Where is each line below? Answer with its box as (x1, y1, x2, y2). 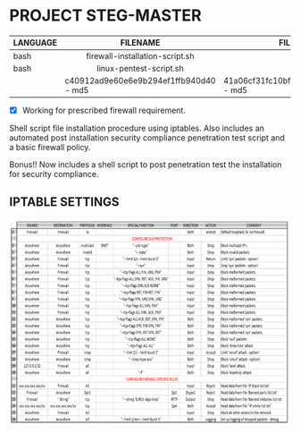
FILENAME (120, 38, 161, 48)
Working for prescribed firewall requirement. (21, 105, 186, 115)
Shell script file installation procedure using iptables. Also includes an (9, 123, 265, 133)
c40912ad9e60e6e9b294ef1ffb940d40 (64, 75, 216, 86)
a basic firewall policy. (9, 141, 91, 152)
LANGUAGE (12, 38, 58, 48)
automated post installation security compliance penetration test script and (9, 132, 286, 143)
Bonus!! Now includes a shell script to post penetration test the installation (9, 158, 282, 170)
